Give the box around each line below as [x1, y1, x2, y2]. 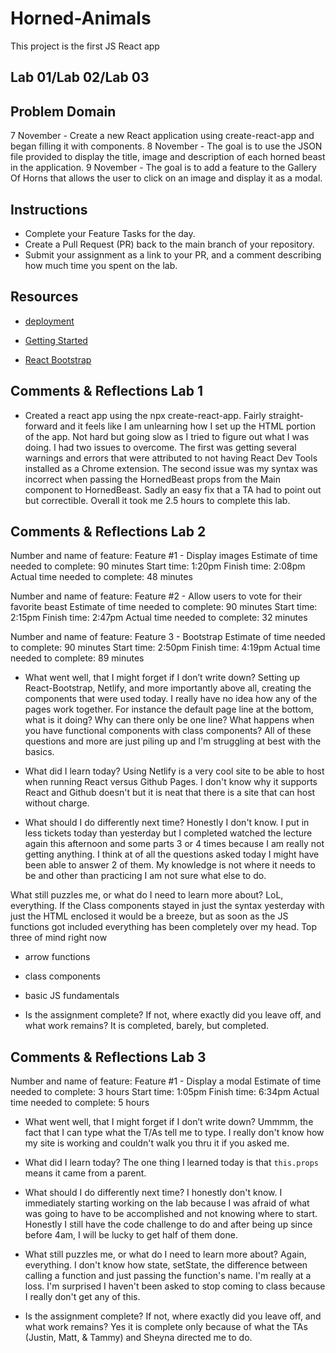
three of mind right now [10, 932, 108, 944]
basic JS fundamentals [24, 990, 120, 1002]
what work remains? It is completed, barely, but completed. [24, 1020, 270, 1032]
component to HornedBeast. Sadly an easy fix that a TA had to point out [24, 483, 322, 496]
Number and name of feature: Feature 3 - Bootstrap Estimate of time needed [10, 631, 326, 643]
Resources [10, 288, 79, 306]
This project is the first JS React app [10, 40, 160, 52]
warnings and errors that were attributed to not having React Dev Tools [24, 452, 318, 464]
